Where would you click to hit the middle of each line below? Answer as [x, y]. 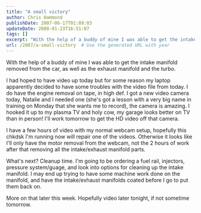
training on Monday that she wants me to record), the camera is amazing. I [98, 106]
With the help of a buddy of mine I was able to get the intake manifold [92, 62]
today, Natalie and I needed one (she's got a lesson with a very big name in [99, 99]
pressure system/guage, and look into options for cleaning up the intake [95, 167]
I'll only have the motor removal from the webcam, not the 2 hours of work [98, 143]
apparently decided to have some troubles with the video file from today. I [97, 86]
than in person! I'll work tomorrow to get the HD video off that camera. [93, 118]
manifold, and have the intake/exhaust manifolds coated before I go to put [97, 180]
